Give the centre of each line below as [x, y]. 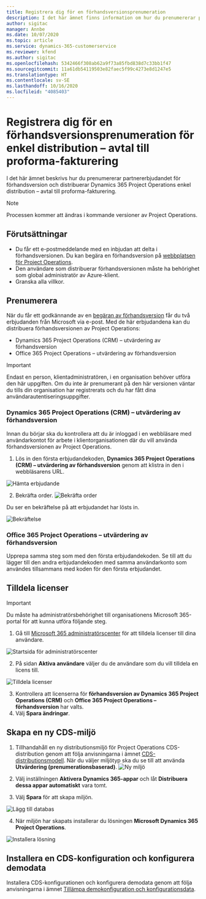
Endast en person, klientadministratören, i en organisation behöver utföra [99, 377]
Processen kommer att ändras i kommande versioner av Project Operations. [102, 214]
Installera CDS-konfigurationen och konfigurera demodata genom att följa [99, 882]
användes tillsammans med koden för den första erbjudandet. [84, 569]
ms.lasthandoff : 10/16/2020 [42, 86]
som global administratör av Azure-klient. [67, 275]
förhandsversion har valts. [49, 707]
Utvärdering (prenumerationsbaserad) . [66, 767]
